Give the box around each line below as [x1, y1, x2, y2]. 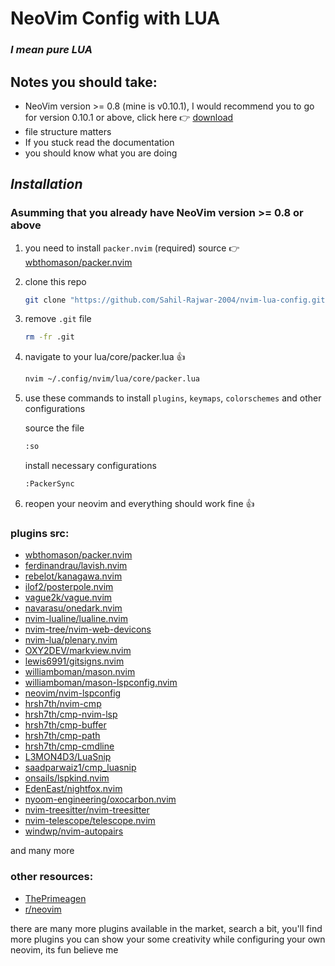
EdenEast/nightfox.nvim [24, 783, 123, 795]
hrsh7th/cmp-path [24, 730, 101, 742]
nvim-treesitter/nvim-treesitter [24, 804, 150, 816]
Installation [10, 176, 83, 193]
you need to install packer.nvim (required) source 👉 [24, 242, 240, 254]
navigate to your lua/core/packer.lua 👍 [24, 351, 186, 363]
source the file [24, 422, 85, 434]
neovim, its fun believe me [10, 943, 119, 956]
